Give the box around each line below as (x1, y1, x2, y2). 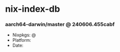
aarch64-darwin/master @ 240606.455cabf (5, 21, 115, 28)
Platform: (12, 37, 31, 43)
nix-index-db (5, 3, 60, 15)
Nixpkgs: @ (12, 32, 36, 38)
